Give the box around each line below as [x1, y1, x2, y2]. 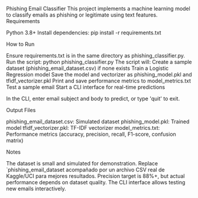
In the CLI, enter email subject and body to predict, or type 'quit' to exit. [6, 95, 180, 102]
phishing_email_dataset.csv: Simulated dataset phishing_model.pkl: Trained [6, 118, 190, 125]
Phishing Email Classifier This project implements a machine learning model [6, 5, 190, 12]
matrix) [6, 137, 24, 144]
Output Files [6, 107, 36, 113]
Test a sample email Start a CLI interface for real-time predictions [6, 84, 165, 91]
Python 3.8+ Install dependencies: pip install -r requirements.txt [6, 29, 161, 36]
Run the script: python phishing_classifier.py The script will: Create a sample [6, 59, 192, 65]
